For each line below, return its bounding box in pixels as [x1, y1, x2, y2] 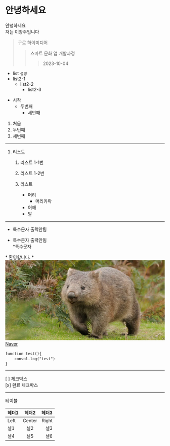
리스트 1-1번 [20, 159, 44, 165]
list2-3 [27, 86, 41, 92]
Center [22, 417, 37, 424]
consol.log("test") [14, 356, 56, 361]
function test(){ [5, 351, 42, 356]
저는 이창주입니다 [5, 28, 39, 35]
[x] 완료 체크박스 [5, 382, 38, 388]
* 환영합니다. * [5, 254, 34, 260]
